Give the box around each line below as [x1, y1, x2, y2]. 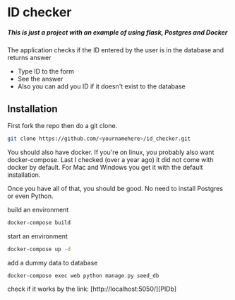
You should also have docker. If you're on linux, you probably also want [7, 148, 215, 156]
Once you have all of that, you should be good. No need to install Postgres [7, 184, 224, 192]
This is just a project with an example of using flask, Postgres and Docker [7, 28, 228, 36]
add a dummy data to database [7, 258, 98, 267]
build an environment [7, 205, 69, 214]
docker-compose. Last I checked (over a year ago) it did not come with [7, 155, 214, 163]
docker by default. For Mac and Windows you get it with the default [7, 163, 203, 171]
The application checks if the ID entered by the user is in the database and [7, 46, 224, 54]
